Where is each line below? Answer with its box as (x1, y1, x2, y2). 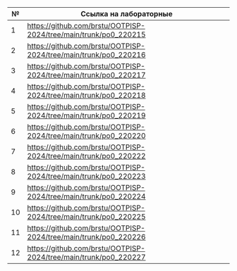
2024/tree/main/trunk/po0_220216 (27, 50, 146, 59)
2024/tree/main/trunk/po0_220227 (27, 253, 146, 262)
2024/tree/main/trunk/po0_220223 (27, 172, 146, 181)
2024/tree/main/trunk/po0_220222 (27, 151, 146, 160)
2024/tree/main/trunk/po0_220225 (27, 212, 146, 221)
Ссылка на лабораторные (80, 9, 173, 18)
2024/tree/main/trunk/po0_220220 (27, 131, 146, 140)
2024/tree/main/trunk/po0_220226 (27, 232, 146, 241)
